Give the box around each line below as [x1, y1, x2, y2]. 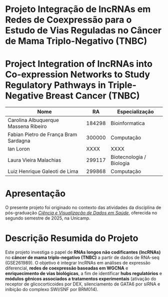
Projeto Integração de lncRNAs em [5, 3, 151, 15]
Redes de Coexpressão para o [5, 14, 132, 25]
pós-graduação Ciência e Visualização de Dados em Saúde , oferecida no [5, 210, 157, 216]
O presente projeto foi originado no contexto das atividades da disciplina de [5, 204, 161, 210]
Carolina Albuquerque [7, 116, 59, 123]
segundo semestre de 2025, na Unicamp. [5, 215, 91, 221]
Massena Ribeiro [7, 123, 47, 130]
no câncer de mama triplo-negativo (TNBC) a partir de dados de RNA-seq [5, 254, 160, 260]
